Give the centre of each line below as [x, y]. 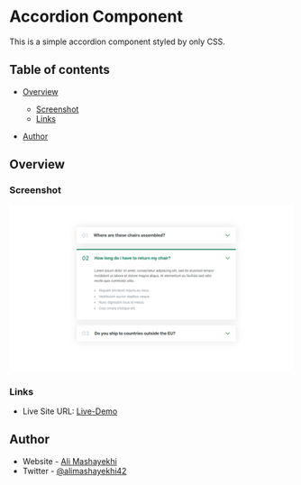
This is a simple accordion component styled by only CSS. [117, 41]
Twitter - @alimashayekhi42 [74, 471]
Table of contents [59, 70]
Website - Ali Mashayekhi [69, 461]
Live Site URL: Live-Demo [70, 411]
